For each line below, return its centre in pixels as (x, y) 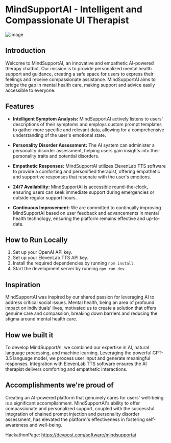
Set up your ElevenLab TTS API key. (50, 258)
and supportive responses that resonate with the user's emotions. (82, 177)
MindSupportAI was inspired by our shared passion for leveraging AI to (80, 297)
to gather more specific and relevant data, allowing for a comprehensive (88, 130)
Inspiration (23, 285)
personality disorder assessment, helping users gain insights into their (86, 150)
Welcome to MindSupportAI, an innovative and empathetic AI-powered (80, 63)
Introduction (26, 51)
